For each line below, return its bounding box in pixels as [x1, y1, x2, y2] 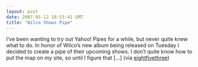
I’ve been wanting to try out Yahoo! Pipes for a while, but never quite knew [6, 36, 188, 43]
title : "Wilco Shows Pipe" [6, 19, 73, 25]
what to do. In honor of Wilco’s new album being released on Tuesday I [6, 42, 180, 49]
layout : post [6, 8, 39, 15]
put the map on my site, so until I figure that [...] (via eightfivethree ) [6, 54, 170, 62]
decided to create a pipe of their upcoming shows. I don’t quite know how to [6, 48, 193, 55]
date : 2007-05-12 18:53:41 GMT [6, 14, 84, 20]
